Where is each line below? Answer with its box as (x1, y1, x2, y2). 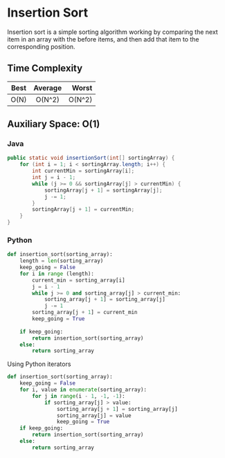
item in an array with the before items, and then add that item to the (7, 35, 199, 43)
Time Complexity (7, 62, 83, 74)
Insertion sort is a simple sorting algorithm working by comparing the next (7, 28, 218, 36)
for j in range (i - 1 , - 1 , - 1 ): (32, 392, 126, 399)
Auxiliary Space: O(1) (7, 118, 100, 130)
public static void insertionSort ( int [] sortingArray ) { (7, 154, 175, 162)
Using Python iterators (7, 360, 71, 368)
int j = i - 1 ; (32, 174, 76, 181)
